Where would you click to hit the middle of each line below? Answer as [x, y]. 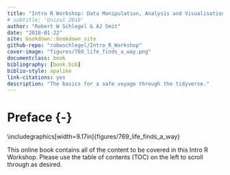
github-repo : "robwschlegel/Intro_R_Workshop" [75, 45]
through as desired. [35, 165]
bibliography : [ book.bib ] [44, 65]
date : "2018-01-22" [35, 33]
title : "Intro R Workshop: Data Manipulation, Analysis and [95, 13]
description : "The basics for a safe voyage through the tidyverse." [108, 84]
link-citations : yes [37, 77]
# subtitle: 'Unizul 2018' [46, 20]
